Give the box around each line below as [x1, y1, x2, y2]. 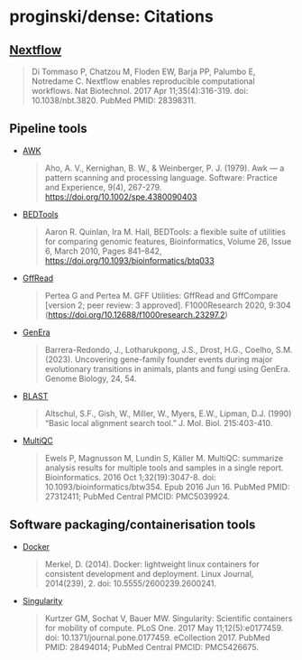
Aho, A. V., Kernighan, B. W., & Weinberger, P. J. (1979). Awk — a [44, 163, 285, 173]
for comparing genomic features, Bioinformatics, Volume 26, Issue [44, 236, 291, 246]
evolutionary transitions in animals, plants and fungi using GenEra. [44, 363, 291, 374]
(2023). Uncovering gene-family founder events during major [44, 354, 273, 365]
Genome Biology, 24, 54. [44, 373, 137, 384]
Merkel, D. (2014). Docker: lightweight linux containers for [44, 558, 260, 570]
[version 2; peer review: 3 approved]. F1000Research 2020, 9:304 [44, 300, 291, 311]
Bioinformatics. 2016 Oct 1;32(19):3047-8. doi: [44, 471, 216, 482]
